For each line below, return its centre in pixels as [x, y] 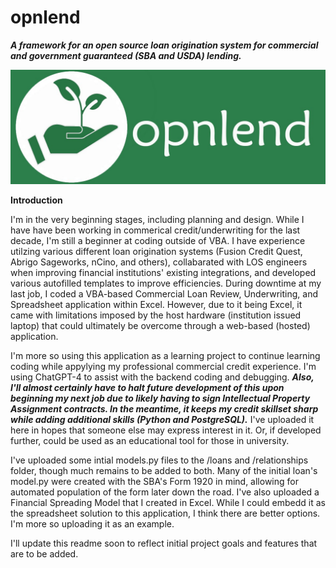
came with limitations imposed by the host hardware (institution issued [156, 315]
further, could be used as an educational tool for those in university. [150, 441]
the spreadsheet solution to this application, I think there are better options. [165, 513]
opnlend [45, 17]
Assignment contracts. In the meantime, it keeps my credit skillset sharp [164, 409]
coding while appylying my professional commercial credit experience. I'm [163, 367]
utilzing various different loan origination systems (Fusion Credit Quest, [156, 252]
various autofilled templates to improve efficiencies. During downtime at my [166, 283]
